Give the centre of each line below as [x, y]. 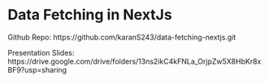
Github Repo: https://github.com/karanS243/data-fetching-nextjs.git [122, 37]
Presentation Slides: [41, 52]
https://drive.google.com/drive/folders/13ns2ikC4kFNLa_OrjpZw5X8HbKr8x [134, 61]
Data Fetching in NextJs [90, 15]
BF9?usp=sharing [37, 69]
